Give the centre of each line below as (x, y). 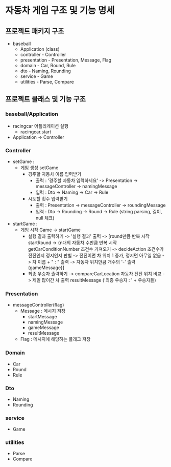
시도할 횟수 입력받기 (48, 198)
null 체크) (45, 218)
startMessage (42, 317)
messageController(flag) (38, 305)
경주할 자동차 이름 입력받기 (55, 174)
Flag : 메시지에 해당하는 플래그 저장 (55, 339)
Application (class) (40, 49)
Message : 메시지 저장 (43, 311)
